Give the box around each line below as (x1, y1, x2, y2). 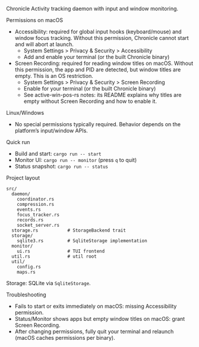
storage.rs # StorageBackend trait (11, 227, 127, 233)
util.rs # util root (11, 254, 97, 260)
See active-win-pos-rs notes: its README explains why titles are (23, 92, 182, 98)
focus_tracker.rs (17, 212, 60, 218)
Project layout (6, 174, 40, 181)
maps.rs (17, 269, 36, 275)
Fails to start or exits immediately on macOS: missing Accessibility (14, 303, 177, 310)
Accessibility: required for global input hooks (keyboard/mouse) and (14, 28, 182, 35)
